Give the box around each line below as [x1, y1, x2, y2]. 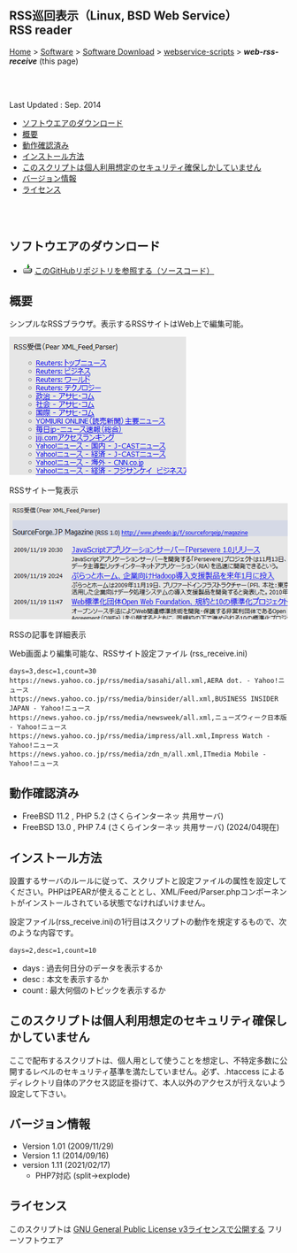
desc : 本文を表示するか [21, 974, 109, 985]
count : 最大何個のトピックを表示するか [21, 985, 166, 995]
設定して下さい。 [9, 1088, 72, 1099]
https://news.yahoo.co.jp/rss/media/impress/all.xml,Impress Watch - [9, 732, 271, 741]
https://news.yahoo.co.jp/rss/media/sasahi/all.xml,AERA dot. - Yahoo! [9, 676, 278, 686]
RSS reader [9, 23, 72, 38]
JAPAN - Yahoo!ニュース [9, 704, 91, 713]
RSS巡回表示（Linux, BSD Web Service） [9, 8, 238, 24]
